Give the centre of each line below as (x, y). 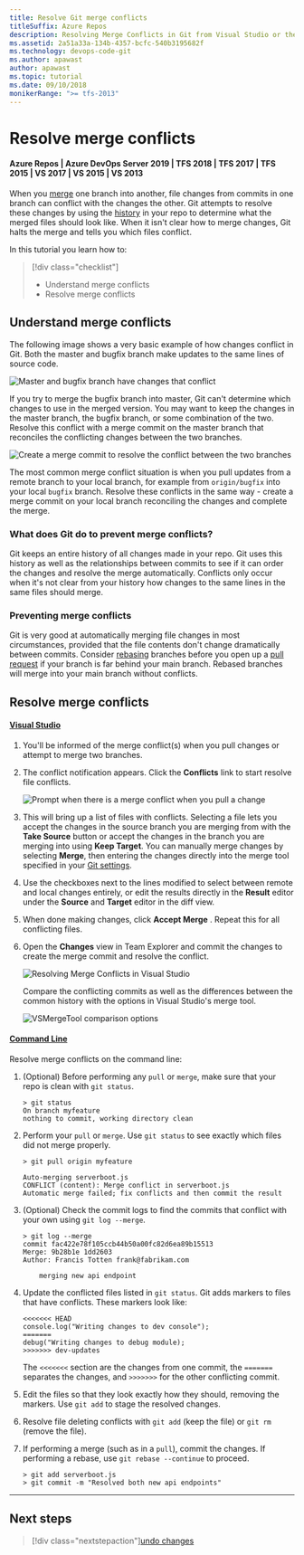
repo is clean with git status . (78, 1086)
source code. (34, 364)
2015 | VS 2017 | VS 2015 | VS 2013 (76, 174)
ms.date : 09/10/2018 (48, 85)
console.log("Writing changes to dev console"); (116, 1327)
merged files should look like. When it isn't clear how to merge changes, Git (150, 222)
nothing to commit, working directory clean (108, 1119)
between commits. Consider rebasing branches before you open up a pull (147, 654)
